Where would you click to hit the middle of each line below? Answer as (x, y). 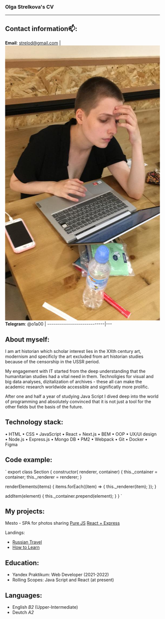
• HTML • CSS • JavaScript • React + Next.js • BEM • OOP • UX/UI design (81, 434)
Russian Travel (27, 542)
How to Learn (26, 547)
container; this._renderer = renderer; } (43, 477)
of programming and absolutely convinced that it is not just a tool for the (78, 402)
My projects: (25, 511)
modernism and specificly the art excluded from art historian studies (74, 356)
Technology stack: (34, 422)
